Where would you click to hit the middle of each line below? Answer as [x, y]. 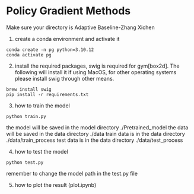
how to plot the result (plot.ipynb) [55, 185]
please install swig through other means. [64, 78]
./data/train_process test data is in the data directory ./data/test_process [95, 140]
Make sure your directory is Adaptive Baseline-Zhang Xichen [81, 27]
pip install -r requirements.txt [47, 94]
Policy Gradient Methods [69, 11]
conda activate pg [29, 55]
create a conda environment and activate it [67, 39]
